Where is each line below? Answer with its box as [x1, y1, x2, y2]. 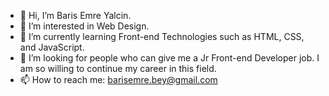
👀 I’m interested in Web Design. [19, 20, 150, 32]
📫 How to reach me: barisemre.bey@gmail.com [19, 74, 218, 85]
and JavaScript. [19, 41, 85, 53]
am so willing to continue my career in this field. [19, 63, 217, 74]
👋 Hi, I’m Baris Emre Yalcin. [19, 10, 132, 21]
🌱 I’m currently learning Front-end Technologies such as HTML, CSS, [19, 31, 305, 42]
